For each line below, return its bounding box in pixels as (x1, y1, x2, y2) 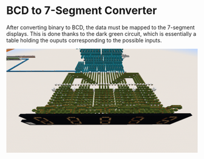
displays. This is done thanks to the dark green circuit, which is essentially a (6, 30, 197, 37)
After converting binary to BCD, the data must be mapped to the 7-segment (6, 24, 195, 31)
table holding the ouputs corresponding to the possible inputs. (6, 36, 162, 44)
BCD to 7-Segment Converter (6, 4, 157, 18)
